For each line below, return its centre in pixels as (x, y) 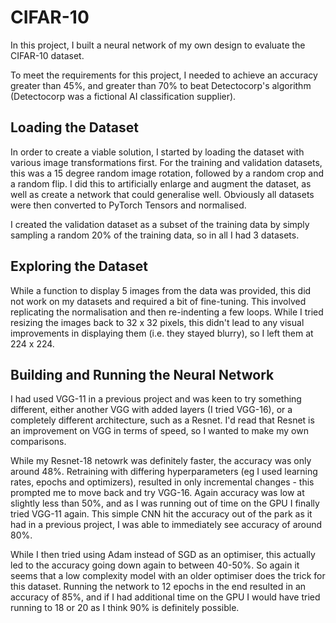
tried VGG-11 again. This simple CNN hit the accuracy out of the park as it (161, 514)
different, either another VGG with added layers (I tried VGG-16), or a (151, 410)
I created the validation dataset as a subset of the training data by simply (160, 224)
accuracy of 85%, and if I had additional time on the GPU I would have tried (165, 597)
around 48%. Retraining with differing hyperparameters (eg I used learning (164, 472)
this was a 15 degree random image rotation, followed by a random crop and (167, 173)
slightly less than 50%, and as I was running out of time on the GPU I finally (165, 503)
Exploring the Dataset (79, 266)
